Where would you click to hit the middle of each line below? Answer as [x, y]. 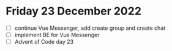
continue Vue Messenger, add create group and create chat [90, 28]
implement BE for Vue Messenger [57, 35]
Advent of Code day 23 [44, 42]
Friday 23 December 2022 [74, 11]
